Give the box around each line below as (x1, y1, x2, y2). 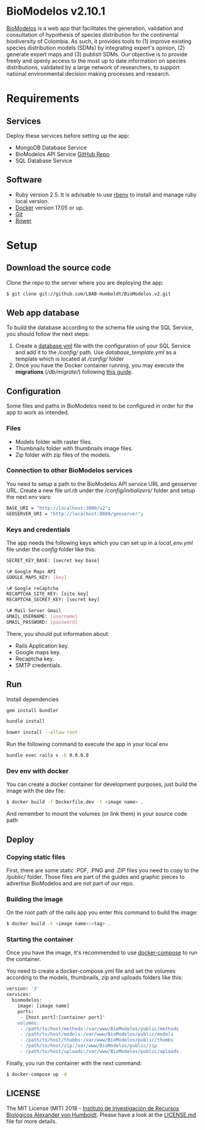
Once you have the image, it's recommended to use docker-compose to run (6, 949, 198, 956)
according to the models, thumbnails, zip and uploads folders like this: (6, 974, 183, 981)
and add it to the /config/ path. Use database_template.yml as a (15, 349, 176, 356)
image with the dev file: (6, 787, 65, 795)
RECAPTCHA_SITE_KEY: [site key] (6, 591, 89, 597)
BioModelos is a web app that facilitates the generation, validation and (6, 24, 184, 32)
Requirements (6, 92, 80, 105)
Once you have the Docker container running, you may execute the (15, 362, 185, 369)
